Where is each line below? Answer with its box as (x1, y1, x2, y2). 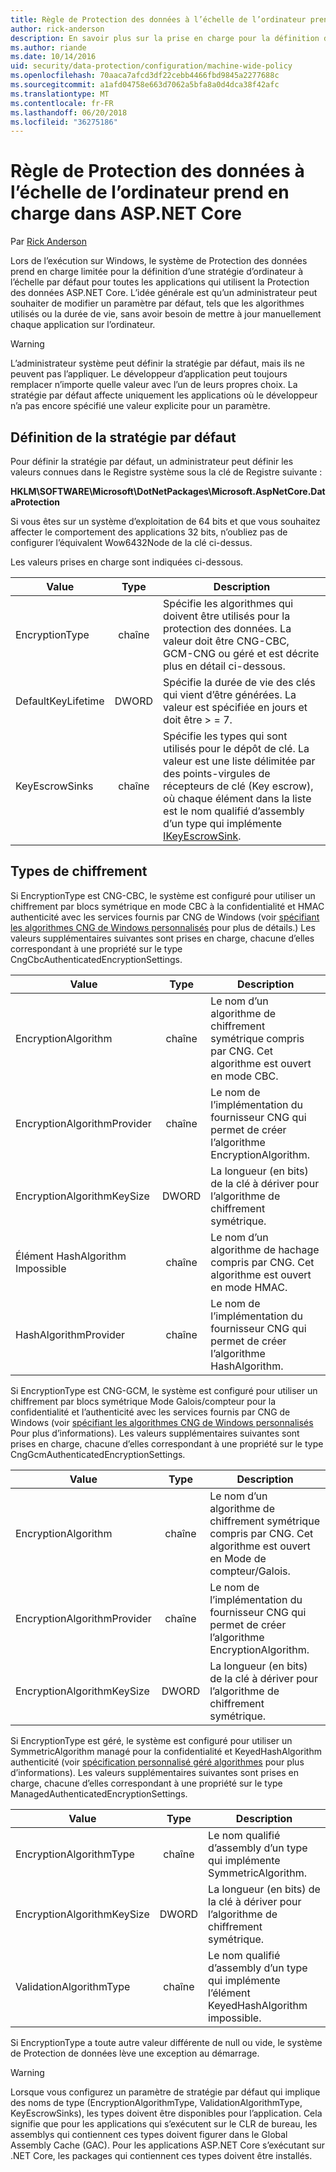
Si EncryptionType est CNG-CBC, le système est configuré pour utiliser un (10, 889, 316, 901)
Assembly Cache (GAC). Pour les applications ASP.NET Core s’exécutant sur (10, 2139, 326, 2151)
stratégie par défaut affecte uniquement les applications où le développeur (10, 389, 318, 401)
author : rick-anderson (10, 24, 105, 34)
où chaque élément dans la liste (163, 792, 312, 805)
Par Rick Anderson (10, 236, 88, 248)
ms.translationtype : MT (10, 89, 110, 99)
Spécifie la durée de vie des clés (163, 676, 316, 689)
